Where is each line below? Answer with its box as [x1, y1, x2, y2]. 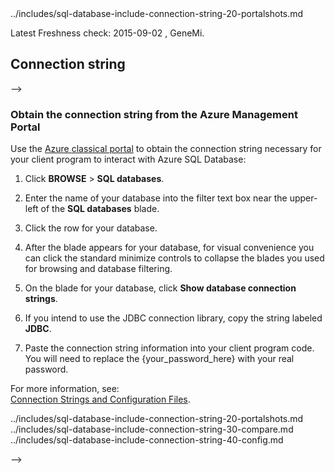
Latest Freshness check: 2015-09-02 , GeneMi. [10, 27, 205, 39]
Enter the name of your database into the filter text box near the [24, 192, 288, 204]
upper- [289, 192, 318, 204]
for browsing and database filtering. [24, 263, 173, 275]
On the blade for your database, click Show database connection [24, 282, 297, 294]
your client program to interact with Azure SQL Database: [10, 153, 247, 166]
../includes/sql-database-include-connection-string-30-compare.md [10, 423, 294, 436]
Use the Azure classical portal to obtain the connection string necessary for [10, 143, 322, 155]
